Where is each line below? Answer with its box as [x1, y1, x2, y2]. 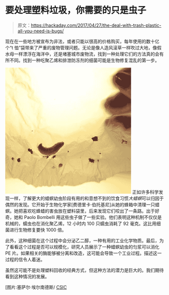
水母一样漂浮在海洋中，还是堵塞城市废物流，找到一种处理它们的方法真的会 [5, 51, 159, 57]
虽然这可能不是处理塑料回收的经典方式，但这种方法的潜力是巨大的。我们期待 [5, 267, 164, 273]
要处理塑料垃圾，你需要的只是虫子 [5, 5, 147, 16]
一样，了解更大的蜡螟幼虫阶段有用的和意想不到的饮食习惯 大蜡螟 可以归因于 [9, 195, 164, 201]
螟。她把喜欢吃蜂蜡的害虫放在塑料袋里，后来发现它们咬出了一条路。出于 [5, 208, 155, 214]
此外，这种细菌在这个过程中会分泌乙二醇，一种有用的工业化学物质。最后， [5, 238, 159, 244]
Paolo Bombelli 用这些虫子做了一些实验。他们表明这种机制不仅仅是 [24, 214, 162, 220]
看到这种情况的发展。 [5, 273, 49, 279]
